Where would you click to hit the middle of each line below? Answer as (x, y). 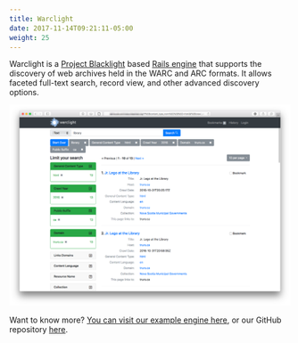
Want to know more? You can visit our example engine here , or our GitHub (145, 320)
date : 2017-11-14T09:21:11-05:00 (71, 28)
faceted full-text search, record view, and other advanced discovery (134, 83)
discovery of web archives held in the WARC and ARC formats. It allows (141, 73)
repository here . (39, 330)
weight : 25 (29, 37)
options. (25, 93)
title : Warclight (41, 19)
